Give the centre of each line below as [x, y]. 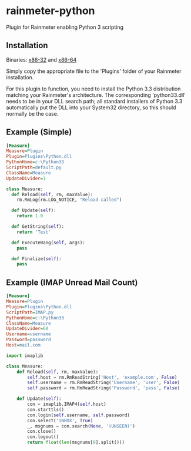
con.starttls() [46, 409]
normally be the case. [32, 113]
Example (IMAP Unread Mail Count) [72, 282]
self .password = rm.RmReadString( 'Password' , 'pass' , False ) [104, 388]
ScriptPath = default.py [34, 168]
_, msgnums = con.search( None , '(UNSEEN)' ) [81, 426]
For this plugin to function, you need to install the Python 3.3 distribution [93, 89]
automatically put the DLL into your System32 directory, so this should [91, 107]
